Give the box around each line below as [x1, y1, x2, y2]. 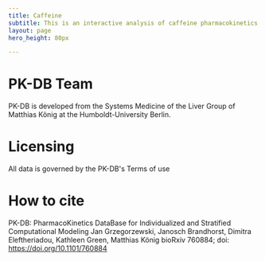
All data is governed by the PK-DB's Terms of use [8, 164, 170, 173]
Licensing [8, 138, 75, 156]
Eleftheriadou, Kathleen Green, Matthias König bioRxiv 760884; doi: [8, 236, 229, 245]
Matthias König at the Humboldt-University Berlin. [8, 110, 171, 119]
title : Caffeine [8, 11, 62, 20]
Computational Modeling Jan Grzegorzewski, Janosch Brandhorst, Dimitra [8, 227, 252, 236]
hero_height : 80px [8, 33, 69, 42]
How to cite [8, 192, 85, 210]
